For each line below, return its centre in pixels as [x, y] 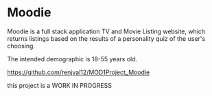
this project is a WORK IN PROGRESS [59, 85]
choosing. [21, 46]
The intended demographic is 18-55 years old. [72, 59]
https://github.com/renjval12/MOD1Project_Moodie [79, 72]
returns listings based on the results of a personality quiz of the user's [106, 38]
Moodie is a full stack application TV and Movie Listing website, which [106, 31]
